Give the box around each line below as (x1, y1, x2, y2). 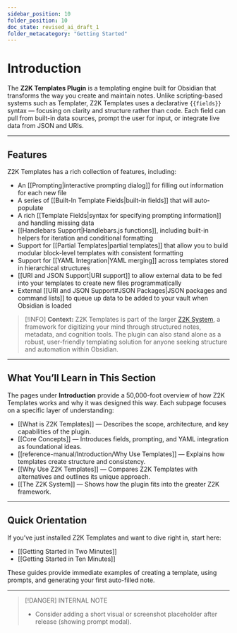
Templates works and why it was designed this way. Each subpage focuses (7, 398, 227, 407)
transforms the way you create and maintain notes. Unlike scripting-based (7, 91, 224, 100)
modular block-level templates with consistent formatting (17, 249, 183, 257)
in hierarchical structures (17, 264, 90, 272)
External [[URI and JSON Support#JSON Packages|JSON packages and (17, 286, 227, 294)
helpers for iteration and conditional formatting (17, 234, 154, 242)
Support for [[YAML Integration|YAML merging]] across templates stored (17, 256, 229, 265)
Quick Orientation (7, 514, 87, 527)
